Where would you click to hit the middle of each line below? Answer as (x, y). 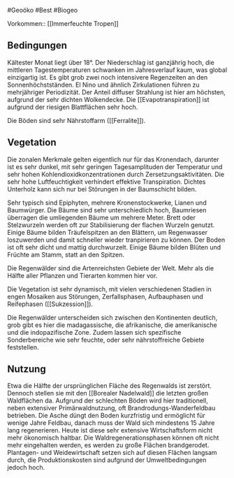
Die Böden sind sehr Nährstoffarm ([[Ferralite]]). (76, 120)
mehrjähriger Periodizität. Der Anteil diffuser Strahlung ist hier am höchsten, (116, 92)
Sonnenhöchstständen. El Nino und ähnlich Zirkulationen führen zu (104, 85)
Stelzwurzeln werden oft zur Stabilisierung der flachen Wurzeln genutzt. (111, 225)
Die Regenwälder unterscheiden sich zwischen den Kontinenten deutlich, (112, 317)
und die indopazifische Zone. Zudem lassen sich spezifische (94, 332)
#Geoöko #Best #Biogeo (43, 10)
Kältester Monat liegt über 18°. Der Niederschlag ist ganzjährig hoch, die (111, 62)
